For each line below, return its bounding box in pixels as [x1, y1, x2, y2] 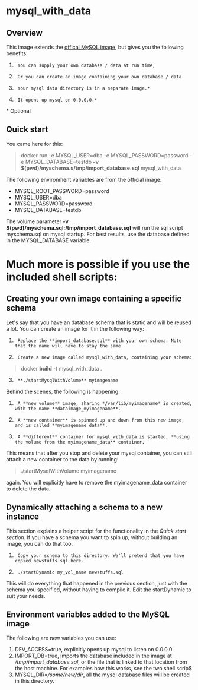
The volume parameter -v [6, 218, 69, 225]
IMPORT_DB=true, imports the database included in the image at [14, 652, 173, 660]
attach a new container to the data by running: [6, 455, 119, 463]
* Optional [6, 107, 31, 114]
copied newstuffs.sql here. [14, 558, 84, 564]
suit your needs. [6, 592, 46, 599]
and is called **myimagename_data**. [14, 422, 108, 428]
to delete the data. [6, 485, 51, 492]
